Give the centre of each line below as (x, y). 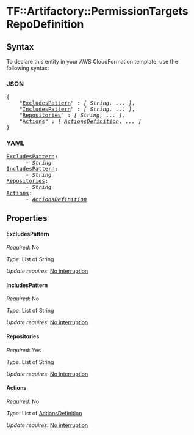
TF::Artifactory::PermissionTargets (98, 11)
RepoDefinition (45, 24)
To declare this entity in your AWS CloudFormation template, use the (92, 61)
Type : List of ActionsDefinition (44, 413)
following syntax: (28, 68)
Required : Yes (24, 350)
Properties (27, 218)
